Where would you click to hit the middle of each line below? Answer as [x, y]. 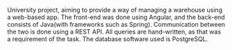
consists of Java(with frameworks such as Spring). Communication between [116, 24]
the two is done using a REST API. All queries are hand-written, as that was [114, 32]
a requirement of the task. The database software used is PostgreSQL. [108, 39]
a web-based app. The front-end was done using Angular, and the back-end [116, 17]
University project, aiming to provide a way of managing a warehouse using [115, 10]
